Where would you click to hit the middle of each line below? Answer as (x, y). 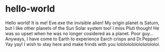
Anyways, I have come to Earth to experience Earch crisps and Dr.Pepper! (82, 39)
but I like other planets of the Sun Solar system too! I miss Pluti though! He (82, 28)
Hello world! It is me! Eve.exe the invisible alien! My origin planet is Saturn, (82, 23)
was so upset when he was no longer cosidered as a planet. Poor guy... (79, 33)
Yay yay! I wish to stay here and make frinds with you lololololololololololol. (83, 44)
